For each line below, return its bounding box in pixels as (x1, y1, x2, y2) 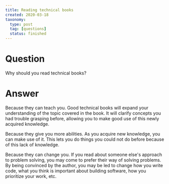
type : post (10, 21, 33, 27)
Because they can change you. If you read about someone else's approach (5, 151, 162, 157)
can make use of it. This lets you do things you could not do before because (5, 136, 164, 142)
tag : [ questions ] (10, 27, 47, 32)
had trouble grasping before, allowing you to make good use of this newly (5, 115, 159, 121)
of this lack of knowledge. (5, 141, 59, 148)
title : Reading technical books (5, 7, 74, 13)
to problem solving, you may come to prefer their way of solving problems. (5, 156, 161, 163)
